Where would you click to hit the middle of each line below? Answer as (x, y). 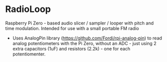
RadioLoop (28, 9)
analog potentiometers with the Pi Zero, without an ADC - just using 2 (85, 43)
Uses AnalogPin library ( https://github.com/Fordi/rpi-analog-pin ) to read (87, 38)
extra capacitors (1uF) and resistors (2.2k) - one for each (71, 48)
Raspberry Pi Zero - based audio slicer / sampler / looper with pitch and (79, 23)
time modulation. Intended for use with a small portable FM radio (72, 28)
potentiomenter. (29, 54)
